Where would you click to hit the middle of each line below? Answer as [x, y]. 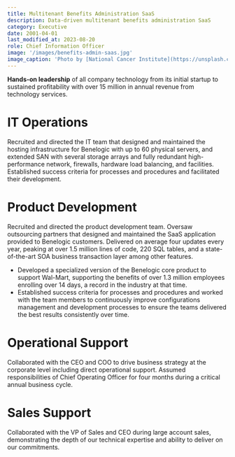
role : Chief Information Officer [56, 46]
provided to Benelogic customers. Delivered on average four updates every [116, 241]
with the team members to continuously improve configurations [109, 300]
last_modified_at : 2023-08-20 [51, 40]
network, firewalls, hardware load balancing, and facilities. [130, 164]
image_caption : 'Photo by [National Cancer [72, 59]
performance [26, 164]
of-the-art [22, 256]
